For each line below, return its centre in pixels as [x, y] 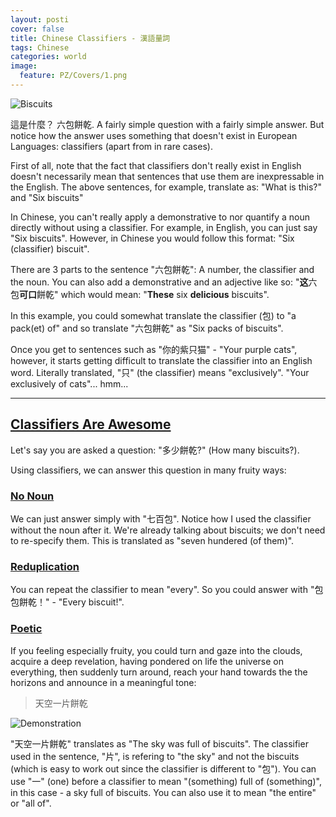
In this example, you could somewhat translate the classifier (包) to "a [153, 315]
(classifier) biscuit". [50, 248]
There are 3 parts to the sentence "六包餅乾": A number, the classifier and [162, 269]
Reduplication [45, 566]
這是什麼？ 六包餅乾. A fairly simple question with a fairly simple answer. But [167, 124]
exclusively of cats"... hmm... [69, 383]
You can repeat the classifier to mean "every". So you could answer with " [162, 590]
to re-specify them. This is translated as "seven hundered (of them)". [152, 540]
